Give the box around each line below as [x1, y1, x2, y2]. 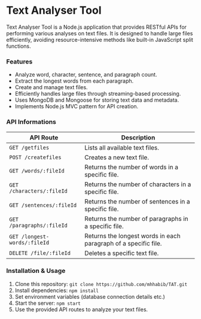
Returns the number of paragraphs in [84, 214, 188, 223]
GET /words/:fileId [9, 167, 65, 174]
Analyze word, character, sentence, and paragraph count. [14, 71, 157, 78]
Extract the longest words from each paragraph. [14, 77, 134, 84]
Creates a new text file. [84, 153, 150, 162]
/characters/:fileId [9, 187, 68, 195]
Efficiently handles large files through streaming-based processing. [14, 90, 181, 98]
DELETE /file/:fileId [9, 250, 71, 256]
